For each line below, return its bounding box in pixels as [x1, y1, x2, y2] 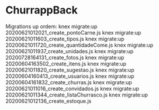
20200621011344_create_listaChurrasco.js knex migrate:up [5, 91, 148, 98]
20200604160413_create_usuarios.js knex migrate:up [5, 73, 135, 80]
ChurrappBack [5, 4, 78, 17]
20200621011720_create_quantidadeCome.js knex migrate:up [5, 42, 154, 49]
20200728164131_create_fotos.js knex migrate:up [5, 54, 125, 61]
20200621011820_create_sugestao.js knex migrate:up [5, 66, 135, 73]
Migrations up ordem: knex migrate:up [5, 23, 98, 30]
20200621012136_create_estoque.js [5, 97, 92, 104]
